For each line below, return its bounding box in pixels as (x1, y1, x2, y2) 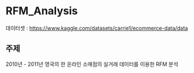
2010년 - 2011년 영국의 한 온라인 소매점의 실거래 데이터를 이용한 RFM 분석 (5, 61, 178, 68)
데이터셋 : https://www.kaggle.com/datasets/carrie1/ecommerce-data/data (5, 24, 189, 31)
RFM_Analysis (5, 4, 78, 18)
